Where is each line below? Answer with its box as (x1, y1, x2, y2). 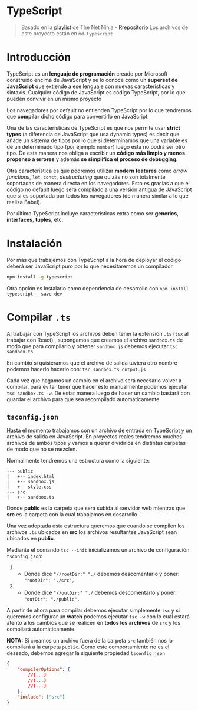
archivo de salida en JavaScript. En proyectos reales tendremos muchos (6, 433, 182, 440)
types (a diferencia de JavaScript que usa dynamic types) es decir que (6, 130, 180, 137)
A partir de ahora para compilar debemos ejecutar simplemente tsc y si (6, 607, 180, 614)
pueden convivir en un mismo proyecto (6, 95, 102, 102)
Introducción (6, 51, 71, 64)
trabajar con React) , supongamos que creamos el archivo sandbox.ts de (6, 336, 183, 343)
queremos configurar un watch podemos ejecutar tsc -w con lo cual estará (6, 613, 190, 620)
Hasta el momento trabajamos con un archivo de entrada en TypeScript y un (6, 427, 192, 434)
